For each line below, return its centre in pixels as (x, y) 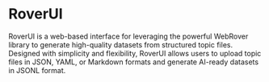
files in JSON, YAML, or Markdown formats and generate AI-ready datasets (134, 62)
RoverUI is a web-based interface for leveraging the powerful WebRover (128, 36)
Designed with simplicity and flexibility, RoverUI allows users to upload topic (135, 53)
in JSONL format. (37, 70)
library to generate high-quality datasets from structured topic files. (120, 44)
